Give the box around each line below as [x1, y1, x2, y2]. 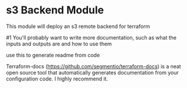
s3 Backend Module [6, 3, 104, 17]
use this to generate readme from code [6, 51, 100, 58]
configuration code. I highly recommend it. [6, 75, 108, 82]
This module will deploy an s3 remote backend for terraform [6, 23, 150, 30]
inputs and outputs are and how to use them [6, 40, 112, 47]
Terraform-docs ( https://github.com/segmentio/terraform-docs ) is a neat [6, 62, 182, 70]
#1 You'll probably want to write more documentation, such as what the [6, 34, 177, 41]
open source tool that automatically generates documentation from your [6, 69, 179, 76]
